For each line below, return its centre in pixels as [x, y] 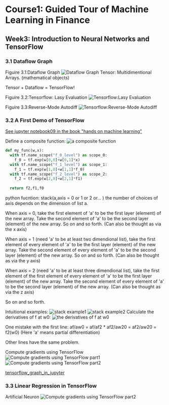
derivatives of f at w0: [28, 317]
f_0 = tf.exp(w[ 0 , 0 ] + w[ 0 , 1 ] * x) [47, 160]
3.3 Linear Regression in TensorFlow [51, 386]
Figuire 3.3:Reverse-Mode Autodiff [41, 107]
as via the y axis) [23, 261]
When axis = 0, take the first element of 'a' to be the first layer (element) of [83, 213]
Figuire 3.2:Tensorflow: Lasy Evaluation [46, 97]
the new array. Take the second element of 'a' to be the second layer [77, 219]
